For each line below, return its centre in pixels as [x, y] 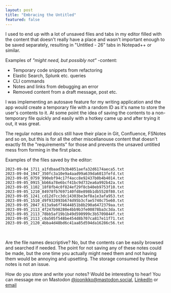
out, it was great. [23, 124]
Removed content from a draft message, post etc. [65, 92]
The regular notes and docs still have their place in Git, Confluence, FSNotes [86, 134]
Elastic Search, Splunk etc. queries [49, 76]
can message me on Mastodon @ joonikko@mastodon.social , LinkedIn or [82, 280]
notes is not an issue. [28, 264]
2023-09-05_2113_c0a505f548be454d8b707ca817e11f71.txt [65, 219]
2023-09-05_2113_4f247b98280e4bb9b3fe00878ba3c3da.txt [65, 210]
